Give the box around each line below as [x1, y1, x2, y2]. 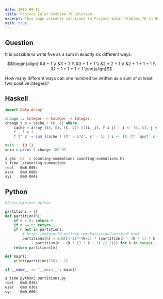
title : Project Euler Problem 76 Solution [5, 12, 92, 16]
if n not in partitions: [14, 227, 64, 232]
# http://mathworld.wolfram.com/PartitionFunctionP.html [22, 232, 140, 236]
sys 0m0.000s [5, 289, 38, 295]
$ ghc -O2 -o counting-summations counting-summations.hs [5, 156, 125, 161]
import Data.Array [5, 107, 42, 112]
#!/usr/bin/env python [5, 201, 51, 205]
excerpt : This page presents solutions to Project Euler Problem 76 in [5, 16, 153, 21]
